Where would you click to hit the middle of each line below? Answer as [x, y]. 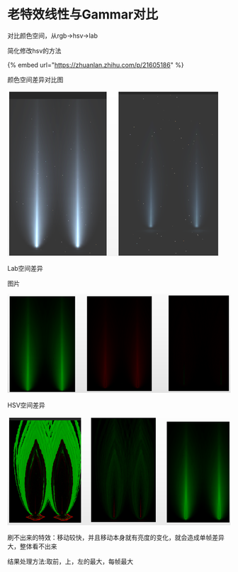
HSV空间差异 [27, 405]
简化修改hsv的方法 [34, 50]
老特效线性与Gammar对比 [83, 15]
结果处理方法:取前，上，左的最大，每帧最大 [70, 561]
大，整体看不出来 [32, 546]
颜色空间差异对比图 [35, 80]
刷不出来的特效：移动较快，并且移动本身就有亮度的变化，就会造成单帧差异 [116, 537]
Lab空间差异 [25, 268]
